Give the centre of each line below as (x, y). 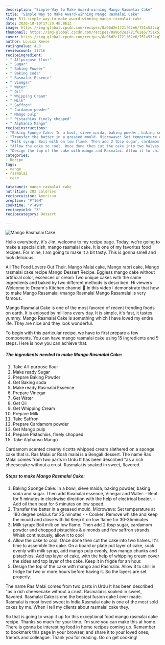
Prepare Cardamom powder (41, 424)
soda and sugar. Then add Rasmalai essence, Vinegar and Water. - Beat (85, 494)
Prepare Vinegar (29, 393)
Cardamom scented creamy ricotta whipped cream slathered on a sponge (80, 449)
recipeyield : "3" (23, 210)
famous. (14, 298)
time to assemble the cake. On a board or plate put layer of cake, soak (83, 546)
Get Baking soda (29, 382)
